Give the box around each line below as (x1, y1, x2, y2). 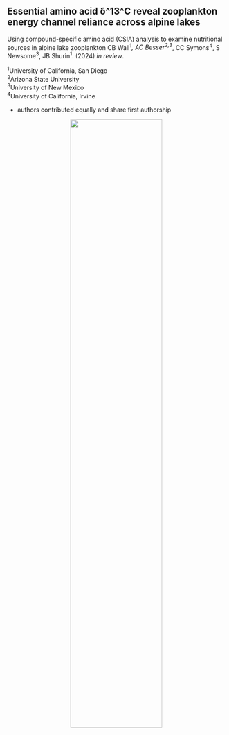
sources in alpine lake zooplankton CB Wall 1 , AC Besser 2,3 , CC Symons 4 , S (7, 42, 220, 51)
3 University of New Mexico (7, 83, 84, 92)
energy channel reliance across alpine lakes (7, 17, 201, 28)
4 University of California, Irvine (7, 91, 95, 100)
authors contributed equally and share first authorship (17, 105, 172, 114)
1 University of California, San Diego (7, 65, 108, 75)
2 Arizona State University (7, 73, 80, 83)
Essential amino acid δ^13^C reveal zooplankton (7, 6, 218, 17)
